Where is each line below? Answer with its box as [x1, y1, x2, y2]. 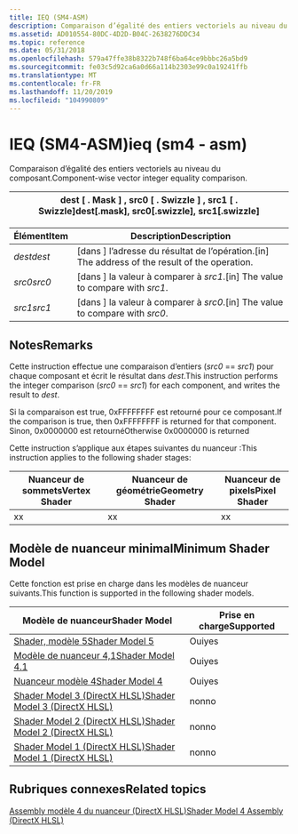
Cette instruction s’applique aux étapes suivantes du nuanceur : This [9, 443, 257, 453]
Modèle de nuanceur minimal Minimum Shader [9, 541, 271, 556]
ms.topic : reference [9, 37, 86, 47]
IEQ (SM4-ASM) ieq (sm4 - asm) [9, 134, 247, 154]
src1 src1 [13, 301, 51, 314]
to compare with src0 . [76, 308, 169, 320]
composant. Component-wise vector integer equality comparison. [9, 172, 248, 183]
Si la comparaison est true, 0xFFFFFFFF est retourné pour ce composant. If [9, 406, 282, 418]
